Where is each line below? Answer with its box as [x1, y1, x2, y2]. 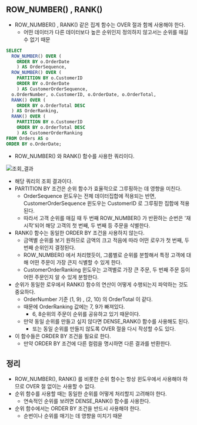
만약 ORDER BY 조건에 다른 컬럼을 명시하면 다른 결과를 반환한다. [23, 339, 172, 347]
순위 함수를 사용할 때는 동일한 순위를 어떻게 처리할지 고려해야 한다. [14, 390, 167, 397]
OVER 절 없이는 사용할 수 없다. [25, 383, 96, 390]
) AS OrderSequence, [16, 64, 67, 70]
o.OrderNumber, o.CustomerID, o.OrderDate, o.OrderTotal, [11, 91, 157, 97]
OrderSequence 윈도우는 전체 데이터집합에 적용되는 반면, [23, 192, 156, 200]
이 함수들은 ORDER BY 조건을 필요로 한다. [14, 332, 111, 339]
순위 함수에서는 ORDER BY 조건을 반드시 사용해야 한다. [14, 405, 141, 412]
